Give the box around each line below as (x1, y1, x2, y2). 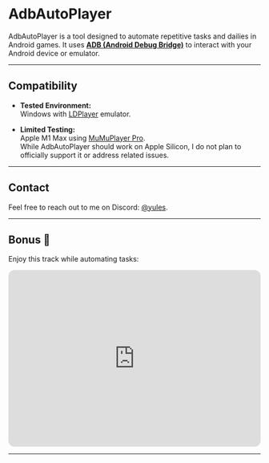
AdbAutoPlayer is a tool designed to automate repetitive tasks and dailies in (8, 31, 257, 41)
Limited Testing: (19, 124, 76, 134)
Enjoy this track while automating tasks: (8, 254, 139, 264)
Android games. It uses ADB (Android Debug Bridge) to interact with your (8, 39, 252, 49)
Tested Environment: (19, 100, 92, 110)
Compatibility (8, 79, 78, 93)
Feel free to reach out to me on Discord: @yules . (8, 202, 168, 212)
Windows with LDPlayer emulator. (19, 109, 131, 119)
